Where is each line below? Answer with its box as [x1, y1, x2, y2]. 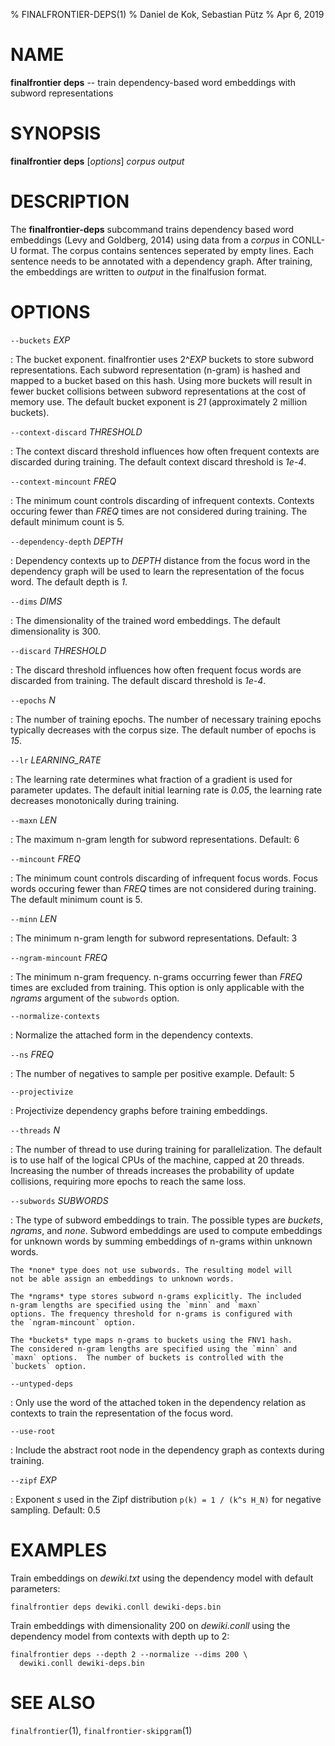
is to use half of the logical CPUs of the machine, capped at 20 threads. [10, 1154, 305, 1166]
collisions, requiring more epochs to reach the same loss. [10, 1175, 247, 1187]
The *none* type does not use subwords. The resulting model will [10, 1265, 293, 1275]
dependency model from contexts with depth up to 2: [10, 1630, 230, 1642]
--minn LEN [10, 912, 57, 924]
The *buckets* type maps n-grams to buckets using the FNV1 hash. [10, 1335, 293, 1345]
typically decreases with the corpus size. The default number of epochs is [10, 724, 317, 736]
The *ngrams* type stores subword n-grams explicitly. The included [10, 1291, 302, 1301]
